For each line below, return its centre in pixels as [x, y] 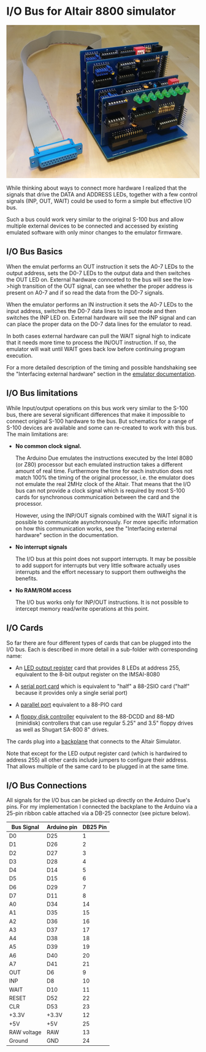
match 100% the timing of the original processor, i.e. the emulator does [105, 478]
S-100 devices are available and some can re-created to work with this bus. [102, 427]
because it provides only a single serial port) [71, 692]
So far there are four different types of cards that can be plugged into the [99, 643]
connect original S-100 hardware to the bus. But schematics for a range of [100, 421]
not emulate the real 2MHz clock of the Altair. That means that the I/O [103, 484]
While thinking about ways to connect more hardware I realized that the [97, 188]
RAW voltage [25, 1032]
